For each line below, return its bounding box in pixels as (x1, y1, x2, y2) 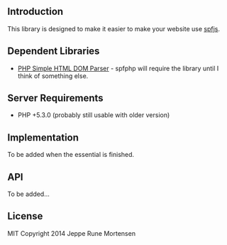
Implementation (7, 131, 79, 143)
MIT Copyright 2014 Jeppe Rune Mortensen (7, 229, 136, 237)
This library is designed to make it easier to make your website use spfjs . (7, 24, 221, 33)
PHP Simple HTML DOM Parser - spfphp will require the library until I (17, 64, 219, 72)
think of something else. (17, 71, 89, 80)
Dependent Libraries (7, 45, 100, 58)
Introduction (7, 6, 64, 18)
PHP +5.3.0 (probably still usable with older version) (17, 111, 170, 119)
